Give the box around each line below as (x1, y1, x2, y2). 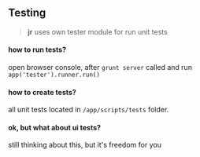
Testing (8, 6, 46, 20)
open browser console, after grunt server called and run (8, 63, 193, 72)
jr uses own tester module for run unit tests (27, 27, 168, 36)
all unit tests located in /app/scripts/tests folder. (8, 105, 169, 115)
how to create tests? (8, 87, 76, 97)
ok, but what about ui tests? (8, 122, 101, 132)
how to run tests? (8, 45, 67, 54)
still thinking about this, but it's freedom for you (8, 141, 161, 150)
